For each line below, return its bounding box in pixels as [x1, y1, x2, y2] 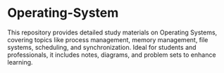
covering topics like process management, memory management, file [7, 35, 209, 44]
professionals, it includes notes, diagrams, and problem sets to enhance [7, 51, 216, 59]
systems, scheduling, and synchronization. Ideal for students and [7, 43, 197, 51]
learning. [7, 58, 33, 66]
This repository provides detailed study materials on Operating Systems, [7, 28, 218, 36]
